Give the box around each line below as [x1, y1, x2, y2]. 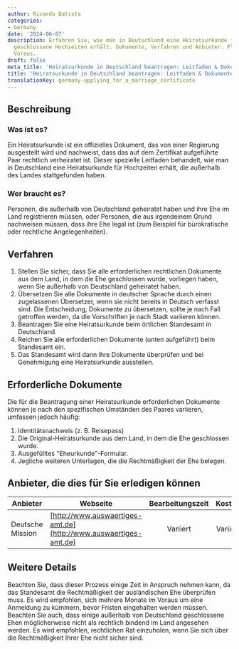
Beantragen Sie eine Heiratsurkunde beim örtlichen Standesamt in [17, 320, 212, 328]
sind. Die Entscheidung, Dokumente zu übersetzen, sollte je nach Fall [17, 305, 221, 313]
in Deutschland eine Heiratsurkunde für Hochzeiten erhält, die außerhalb [7, 163, 221, 172]
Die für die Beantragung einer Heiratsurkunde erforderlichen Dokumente [7, 397, 221, 406]
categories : [7, 17, 43, 24]
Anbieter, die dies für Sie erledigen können [7, 477, 201, 489]
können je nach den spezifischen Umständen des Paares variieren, [7, 405, 203, 413]
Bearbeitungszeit [149, 498, 209, 508]
